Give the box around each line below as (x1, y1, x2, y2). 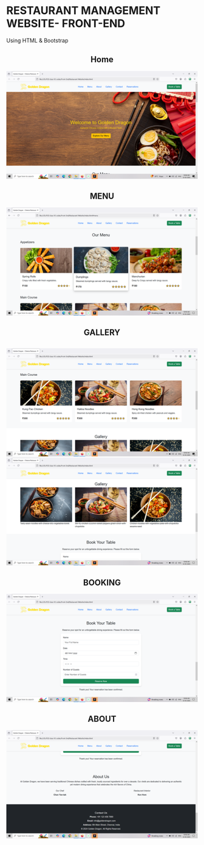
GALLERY (84, 327, 120, 338)
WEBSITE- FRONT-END (6, 16, 126, 30)
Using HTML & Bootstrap (6, 37, 69, 44)
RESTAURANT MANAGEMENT (6, 4, 161, 18)
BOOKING (83, 577, 121, 588)
